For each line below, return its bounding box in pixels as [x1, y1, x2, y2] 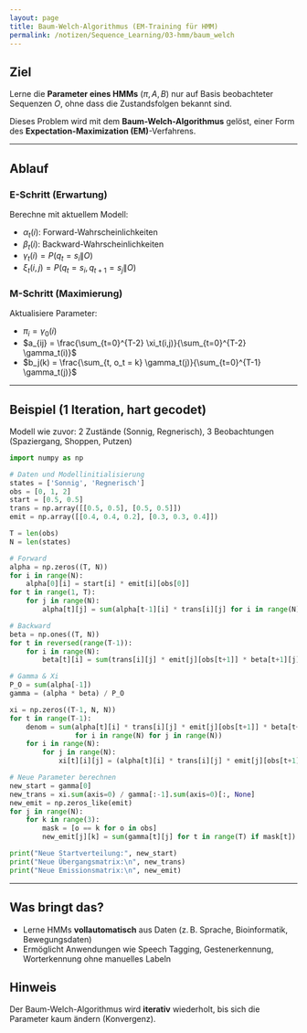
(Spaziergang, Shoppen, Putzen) [9, 435, 132, 446]
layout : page [9, 13, 59, 23]
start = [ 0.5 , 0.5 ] [9, 495, 84, 505]
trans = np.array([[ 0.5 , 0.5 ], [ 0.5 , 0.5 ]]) [9, 504, 182, 513]
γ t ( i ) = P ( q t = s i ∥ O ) [22, 250, 93, 263]
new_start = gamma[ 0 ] [9, 781, 92, 791]
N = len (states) [9, 537, 71, 547]
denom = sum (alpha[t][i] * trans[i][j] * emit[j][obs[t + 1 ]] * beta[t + [26, 722, 301, 731]
